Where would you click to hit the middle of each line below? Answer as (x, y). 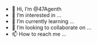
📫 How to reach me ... (39, 34)
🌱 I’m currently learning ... (43, 21)
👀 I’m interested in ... (36, 15)
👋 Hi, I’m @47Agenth (36, 9)
